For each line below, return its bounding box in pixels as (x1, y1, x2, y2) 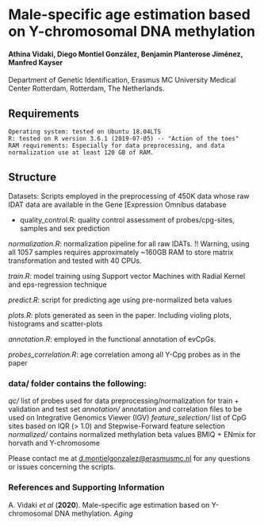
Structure (8, 170, 57, 184)
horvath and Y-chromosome (8, 439, 101, 448)
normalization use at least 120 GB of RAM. (8, 149, 155, 157)
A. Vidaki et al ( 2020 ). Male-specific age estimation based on (8, 500, 210, 509)
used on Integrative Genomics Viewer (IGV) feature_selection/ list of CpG (8, 413, 247, 423)
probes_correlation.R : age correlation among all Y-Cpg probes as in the (8, 350, 241, 359)
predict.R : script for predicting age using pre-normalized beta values (8, 296, 232, 305)
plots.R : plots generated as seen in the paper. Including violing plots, (8, 311, 232, 320)
